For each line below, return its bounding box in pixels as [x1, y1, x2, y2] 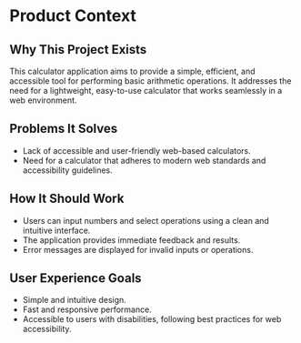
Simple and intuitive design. [22, 295, 127, 306]
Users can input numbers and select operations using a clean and [22, 215, 270, 226]
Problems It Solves [9, 121, 118, 136]
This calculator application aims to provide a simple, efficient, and [9, 66, 256, 76]
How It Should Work [9, 191, 125, 207]
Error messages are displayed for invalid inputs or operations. [22, 244, 254, 255]
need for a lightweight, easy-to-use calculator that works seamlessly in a [9, 86, 283, 96]
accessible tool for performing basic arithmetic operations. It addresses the [9, 76, 292, 86]
